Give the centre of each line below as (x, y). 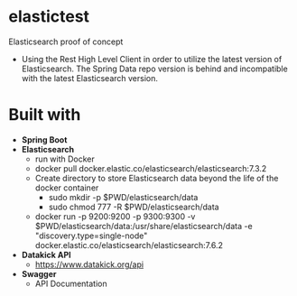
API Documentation (71, 283)
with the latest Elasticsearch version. (90, 78)
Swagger (39, 273)
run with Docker (65, 159)
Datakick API (46, 254)
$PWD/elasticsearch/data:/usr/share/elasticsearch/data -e (144, 226)
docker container (67, 188)
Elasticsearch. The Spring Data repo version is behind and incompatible (154, 69)
